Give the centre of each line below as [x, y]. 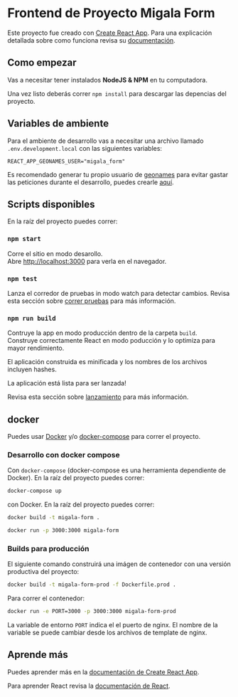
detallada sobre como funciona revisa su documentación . [91, 40]
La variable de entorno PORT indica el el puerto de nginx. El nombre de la [113, 625]
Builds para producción [49, 548]
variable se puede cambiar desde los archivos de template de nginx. [107, 633]
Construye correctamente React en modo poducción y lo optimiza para [111, 341]
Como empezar [42, 63]
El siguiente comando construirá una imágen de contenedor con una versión [119, 564]
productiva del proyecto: [43, 572]
